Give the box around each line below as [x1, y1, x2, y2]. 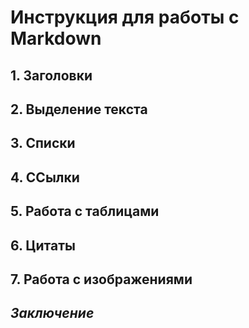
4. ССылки [10, 169, 80, 186]
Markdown [10, 27, 102, 50]
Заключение [10, 305, 95, 322]
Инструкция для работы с [10, 6, 240, 29]
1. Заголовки [10, 67, 93, 84]
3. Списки [10, 135, 76, 152]
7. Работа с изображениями [10, 271, 193, 288]
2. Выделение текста [10, 101, 148, 118]
